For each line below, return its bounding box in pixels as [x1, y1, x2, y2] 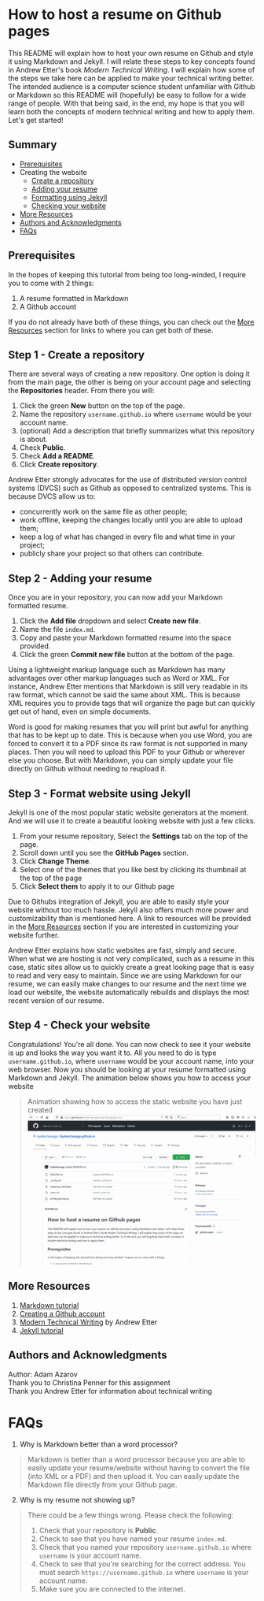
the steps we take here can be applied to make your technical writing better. [8, 73, 255, 83]
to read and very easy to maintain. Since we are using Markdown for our [8, 971, 242, 980]
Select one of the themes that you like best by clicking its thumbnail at [19, 865, 247, 874]
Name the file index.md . [19, 625, 96, 634]
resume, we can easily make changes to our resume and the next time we [8, 979, 247, 988]
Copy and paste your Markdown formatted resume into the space [19, 633, 232, 643]
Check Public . [19, 443, 66, 452]
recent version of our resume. [8, 996, 104, 1005]
